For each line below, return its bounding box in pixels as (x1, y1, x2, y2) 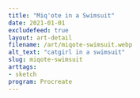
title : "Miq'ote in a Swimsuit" (8, 11, 115, 20)
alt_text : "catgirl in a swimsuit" (8, 48, 126, 56)
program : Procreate (8, 77, 73, 85)
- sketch (8, 70, 37, 78)
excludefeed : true (8, 26, 69, 34)
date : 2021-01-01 (8, 19, 66, 27)
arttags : (8, 63, 37, 71)
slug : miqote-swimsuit (8, 56, 83, 64)
